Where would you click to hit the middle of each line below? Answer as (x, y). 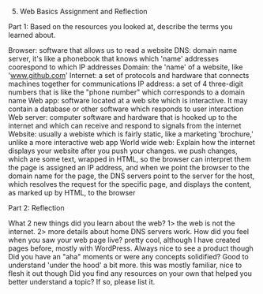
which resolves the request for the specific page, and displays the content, (130, 184)
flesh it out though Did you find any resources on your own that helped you (130, 274)
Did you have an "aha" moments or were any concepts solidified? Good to (128, 257)
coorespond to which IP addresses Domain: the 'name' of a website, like (126, 67)
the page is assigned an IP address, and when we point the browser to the (129, 167)
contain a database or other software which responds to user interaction (126, 109)
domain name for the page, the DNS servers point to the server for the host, (131, 176)
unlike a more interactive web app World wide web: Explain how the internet (131, 142)
